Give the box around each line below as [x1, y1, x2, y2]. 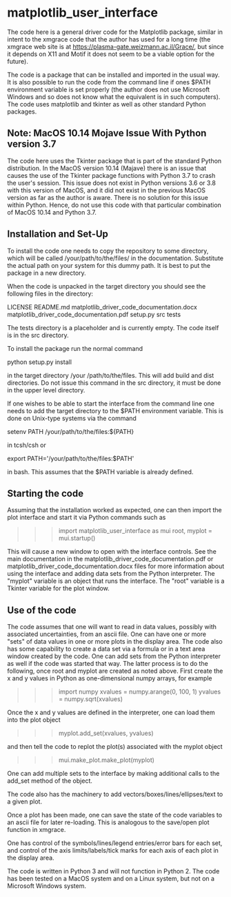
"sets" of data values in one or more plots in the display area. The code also [7, 637, 223, 646]
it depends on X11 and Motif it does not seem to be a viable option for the [7, 50, 215, 58]
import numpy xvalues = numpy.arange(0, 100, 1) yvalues [58, 687, 221, 696]
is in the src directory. [7, 331, 69, 339]
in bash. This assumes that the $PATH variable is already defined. [7, 467, 194, 475]
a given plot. [7, 797, 43, 806]
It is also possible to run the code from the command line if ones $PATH [7, 78, 211, 86]
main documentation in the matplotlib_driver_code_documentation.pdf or [7, 555, 214, 563]
